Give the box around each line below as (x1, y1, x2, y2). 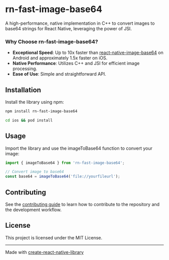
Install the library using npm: (5, 99, 64, 105)
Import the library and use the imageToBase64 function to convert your (5, 145, 152, 151)
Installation (5, 86, 41, 94)
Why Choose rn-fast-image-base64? (5, 38, 98, 45)
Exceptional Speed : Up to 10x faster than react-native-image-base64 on (12, 49, 163, 56)
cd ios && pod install (5, 117, 53, 123)
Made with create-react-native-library (5, 249, 84, 255)
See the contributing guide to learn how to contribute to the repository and (5, 202, 160, 208)
